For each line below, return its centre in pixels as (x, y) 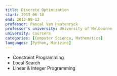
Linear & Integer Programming (44, 68)
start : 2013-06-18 (25, 15)
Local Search (26, 63)
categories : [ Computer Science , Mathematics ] (54, 39)
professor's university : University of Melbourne (59, 29)
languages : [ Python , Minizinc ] (38, 43)
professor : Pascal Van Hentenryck (42, 24)
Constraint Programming (38, 57)
